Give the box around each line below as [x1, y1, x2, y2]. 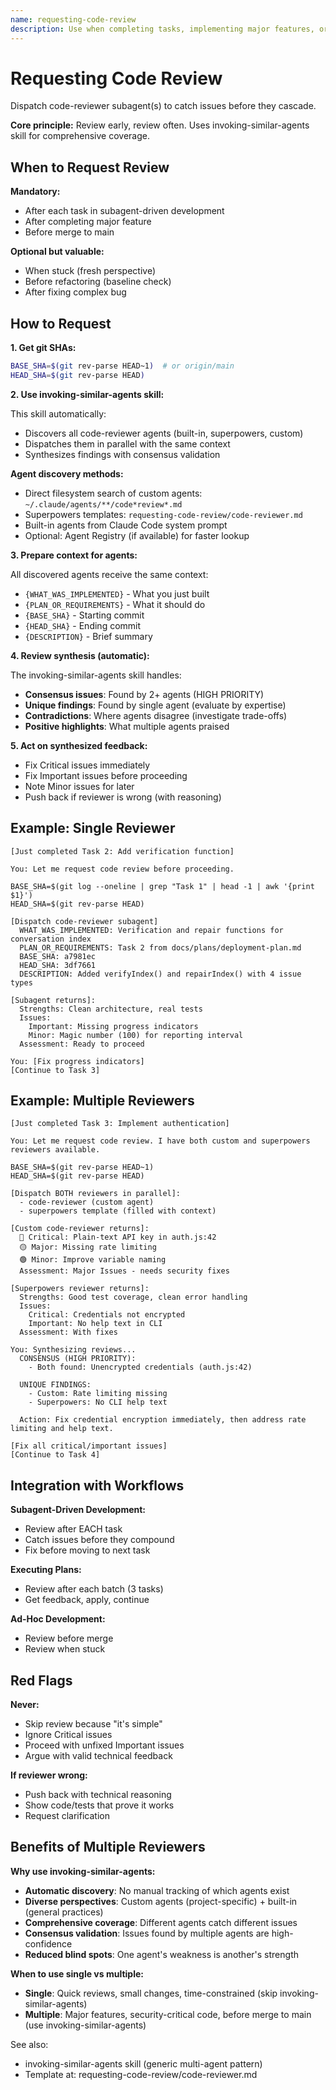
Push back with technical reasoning [24, 1789, 172, 1801]
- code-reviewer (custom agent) [19, 1197, 155, 1208]
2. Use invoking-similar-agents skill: [10, 388, 165, 400]
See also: [10, 2038, 49, 2050]
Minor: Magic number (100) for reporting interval [28, 1030, 244, 1040]
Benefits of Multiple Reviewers [10, 1839, 206, 1856]
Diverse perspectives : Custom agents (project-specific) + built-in [24, 1895, 298, 1907]
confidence [24, 1937, 73, 1950]
